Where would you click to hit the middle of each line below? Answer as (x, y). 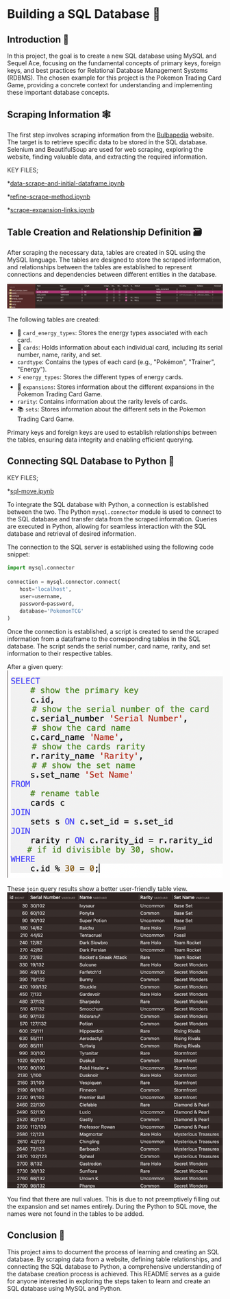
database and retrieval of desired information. (72, 533)
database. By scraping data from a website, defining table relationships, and (115, 1259)
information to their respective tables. (60, 653)
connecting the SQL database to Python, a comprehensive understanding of (115, 1266)
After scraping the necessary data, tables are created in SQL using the (106, 252)
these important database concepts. (58, 92)
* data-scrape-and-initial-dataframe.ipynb (66, 183)
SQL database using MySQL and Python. (64, 1288)
